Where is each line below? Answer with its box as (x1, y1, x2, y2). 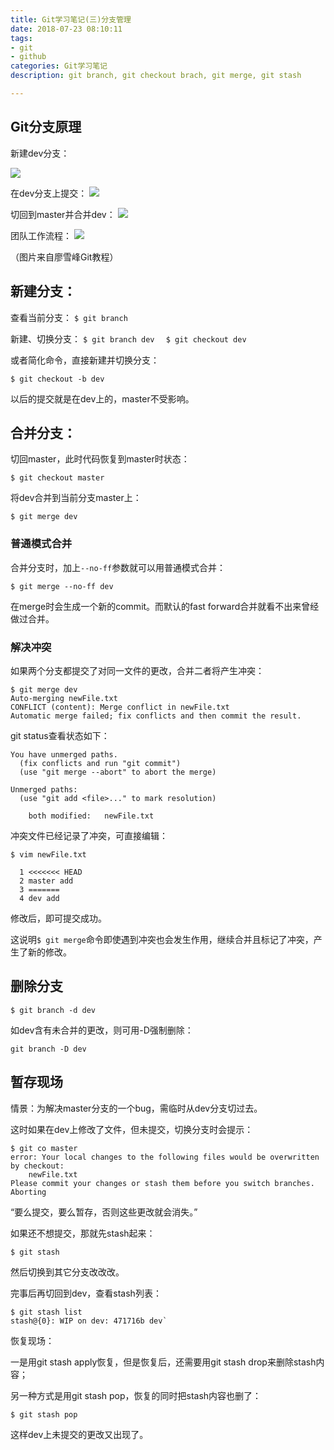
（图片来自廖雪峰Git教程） (10, 251, 119, 263)
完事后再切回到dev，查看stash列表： (10, 1287, 162, 1299)
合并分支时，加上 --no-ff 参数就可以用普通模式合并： (10, 561, 227, 573)
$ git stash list (10, 1307, 83, 1317)
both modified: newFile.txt (28, 811, 155, 821)
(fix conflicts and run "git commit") (19, 758, 182, 768)
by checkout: (10, 1161, 65, 1171)
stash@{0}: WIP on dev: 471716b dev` (10, 1316, 168, 1326)
